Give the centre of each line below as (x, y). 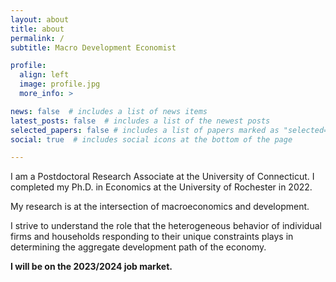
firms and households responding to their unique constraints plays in (152, 237)
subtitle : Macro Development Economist (93, 47)
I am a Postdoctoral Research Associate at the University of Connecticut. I (162, 177)
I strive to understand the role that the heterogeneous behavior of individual (166, 226)
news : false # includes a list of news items (109, 111)
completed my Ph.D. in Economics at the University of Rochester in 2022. (161, 187)
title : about (37, 29)
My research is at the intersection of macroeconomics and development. (160, 207)
